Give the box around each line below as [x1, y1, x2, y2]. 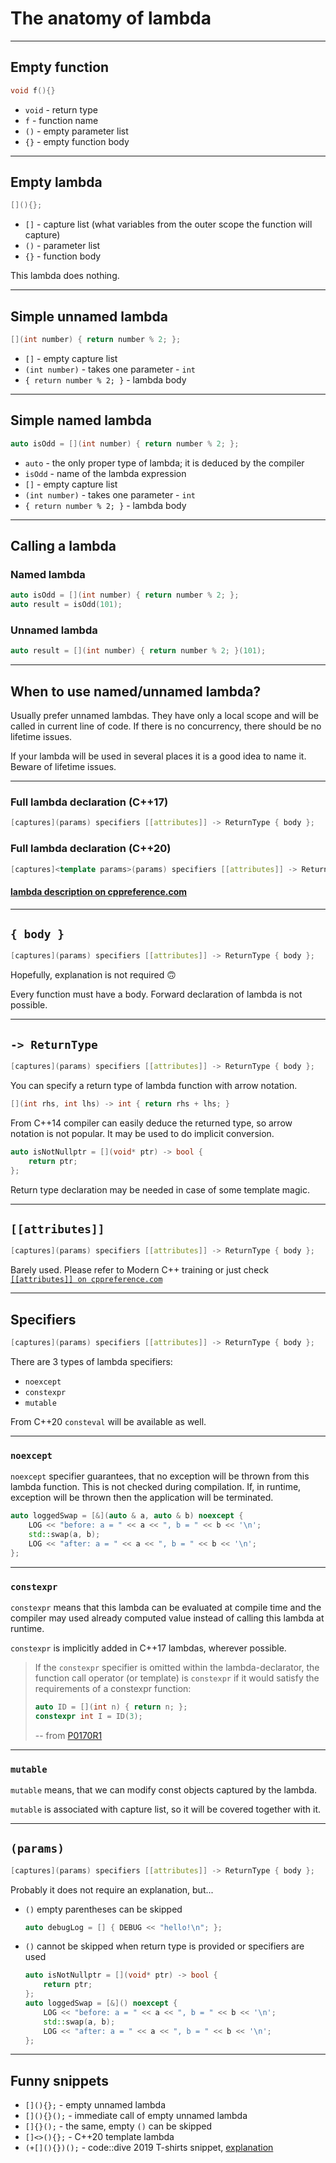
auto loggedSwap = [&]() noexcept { [24, 1998, 178, 2009]
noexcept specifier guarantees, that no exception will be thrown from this [10, 1470, 310, 1482]
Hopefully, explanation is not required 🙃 [10, 969, 177, 981]
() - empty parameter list [24, 125, 129, 137]
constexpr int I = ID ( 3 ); [34, 1711, 143, 1721]
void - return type [24, 103, 98, 116]
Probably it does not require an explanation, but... [10, 1883, 214, 1896]
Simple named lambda [10, 412, 152, 429]
